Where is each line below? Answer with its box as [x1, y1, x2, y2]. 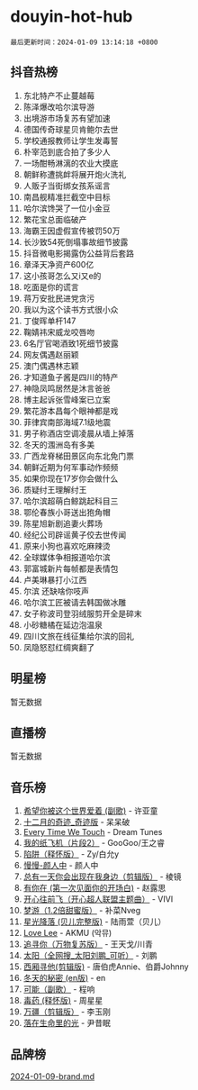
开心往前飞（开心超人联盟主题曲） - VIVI [22, 894, 174, 904]
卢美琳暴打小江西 [22, 574, 87, 585]
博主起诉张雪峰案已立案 [22, 394, 111, 404]
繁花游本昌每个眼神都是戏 [22, 405, 119, 416]
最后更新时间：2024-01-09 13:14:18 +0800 [10, 38, 158, 47]
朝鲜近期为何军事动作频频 [22, 461, 119, 472]
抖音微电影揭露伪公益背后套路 [22, 248, 134, 259]
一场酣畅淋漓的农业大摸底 [22, 158, 119, 168]
